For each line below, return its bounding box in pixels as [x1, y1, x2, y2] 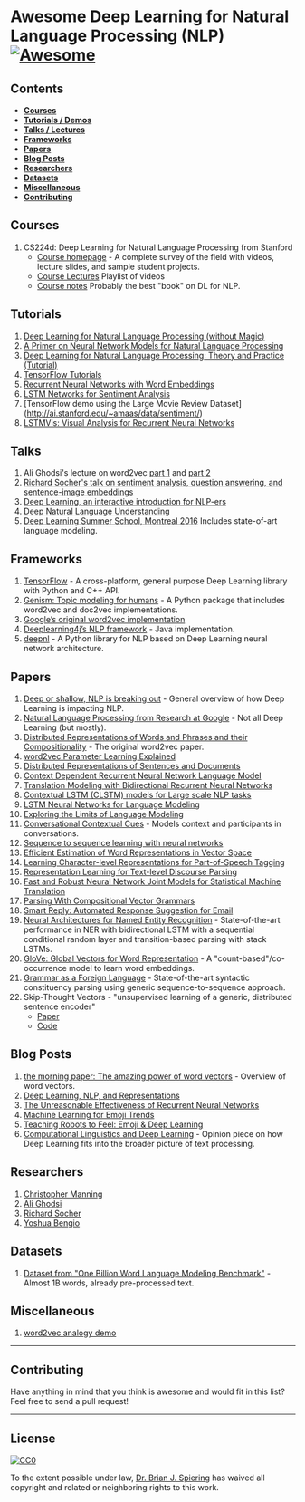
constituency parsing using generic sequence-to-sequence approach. [23, 982, 286, 993]
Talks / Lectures [23, 124, 85, 135]
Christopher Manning [23, 1189, 103, 1199]
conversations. [23, 828, 80, 839]
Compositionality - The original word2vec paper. [23, 741, 205, 753]
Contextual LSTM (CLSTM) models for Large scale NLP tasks [23, 790, 252, 801]
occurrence [23, 963, 67, 974]
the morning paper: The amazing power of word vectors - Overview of [23, 1071, 286, 1082]
